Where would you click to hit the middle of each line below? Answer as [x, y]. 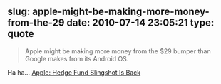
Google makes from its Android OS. [77, 58]
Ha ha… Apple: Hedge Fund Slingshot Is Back [74, 72]
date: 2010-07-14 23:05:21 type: [140, 23]
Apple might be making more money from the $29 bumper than [118, 51]
